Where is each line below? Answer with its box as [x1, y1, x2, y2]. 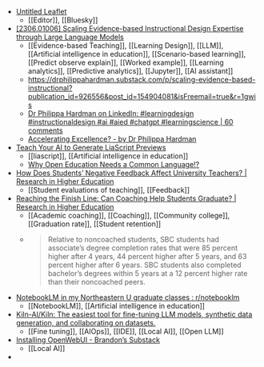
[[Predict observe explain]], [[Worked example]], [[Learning [27, 58, 224, 67]
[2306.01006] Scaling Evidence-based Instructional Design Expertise [15, 24, 244, 33]
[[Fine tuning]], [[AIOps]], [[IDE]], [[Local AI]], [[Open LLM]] [27, 327, 224, 336]
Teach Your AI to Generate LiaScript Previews [15, 143, 166, 152]
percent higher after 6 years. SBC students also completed [47, 260, 242, 269]
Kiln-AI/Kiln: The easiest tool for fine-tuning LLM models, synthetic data [15, 309, 253, 319]
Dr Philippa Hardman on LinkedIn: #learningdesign [27, 109, 194, 118]
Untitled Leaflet [15, 7, 67, 16]
